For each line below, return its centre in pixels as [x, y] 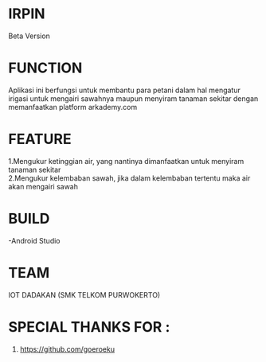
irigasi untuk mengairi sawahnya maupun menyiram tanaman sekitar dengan [133, 98]
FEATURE [40, 139]
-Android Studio [35, 240]
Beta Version [29, 36]
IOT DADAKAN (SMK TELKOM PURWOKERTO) [84, 294]
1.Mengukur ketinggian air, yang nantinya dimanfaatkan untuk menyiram [126, 161]
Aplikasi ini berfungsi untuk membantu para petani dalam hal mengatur [124, 90]
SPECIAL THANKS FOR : [89, 327]
